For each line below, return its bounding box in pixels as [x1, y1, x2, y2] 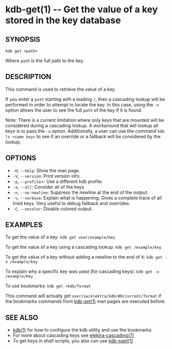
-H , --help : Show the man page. [12, 167, 81, 173]
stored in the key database [5, 14, 121, 26]
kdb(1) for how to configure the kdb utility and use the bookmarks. [12, 327, 153, 333]
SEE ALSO [5, 313, 39, 322]
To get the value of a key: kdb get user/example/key [5, 234, 116, 240]
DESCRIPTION [5, 72, 51, 81]
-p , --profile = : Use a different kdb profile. [12, 178, 103, 185]
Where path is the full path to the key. [5, 58, 85, 64]
